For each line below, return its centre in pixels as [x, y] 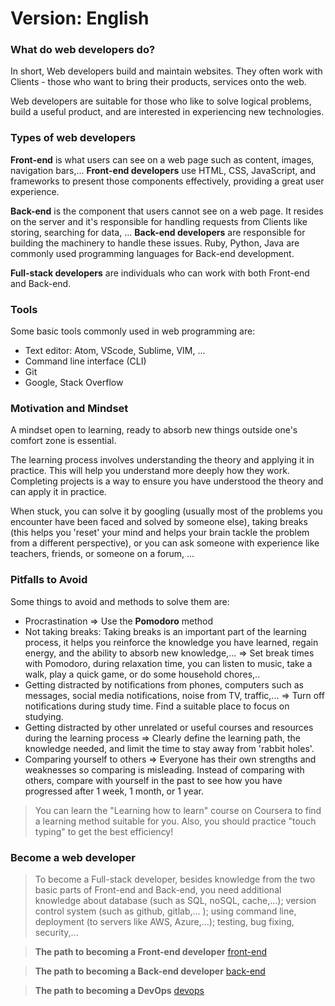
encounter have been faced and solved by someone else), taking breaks [159, 522]
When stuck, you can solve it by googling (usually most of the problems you [166, 511]
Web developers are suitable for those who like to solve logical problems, [161, 101]
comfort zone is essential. [63, 441]
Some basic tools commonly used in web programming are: [133, 331]
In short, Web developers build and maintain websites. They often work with [166, 71]
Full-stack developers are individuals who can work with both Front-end [160, 273]
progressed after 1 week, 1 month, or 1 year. [114, 791]
